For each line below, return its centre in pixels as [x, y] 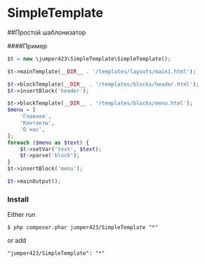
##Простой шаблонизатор [47, 32]
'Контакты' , [37, 123]
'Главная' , [36, 117]
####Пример [27, 46]
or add [17, 241]
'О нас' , [33, 129]
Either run [21, 215]
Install [18, 199]
